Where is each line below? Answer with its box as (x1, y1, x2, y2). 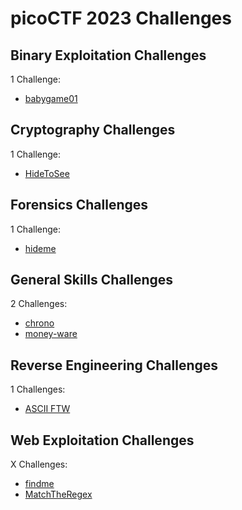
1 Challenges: (10, 383, 66, 396)
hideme (24, 242, 57, 254)
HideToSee (24, 167, 70, 179)
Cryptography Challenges (10, 122, 176, 139)
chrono (24, 317, 55, 329)
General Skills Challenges (10, 272, 174, 289)
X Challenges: (10, 458, 68, 471)
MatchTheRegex (24, 488, 93, 501)
